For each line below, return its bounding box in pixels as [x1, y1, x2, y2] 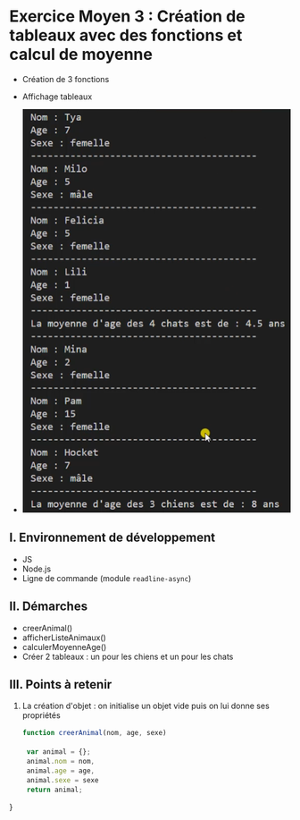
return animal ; [26, 785, 83, 794]
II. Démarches [9, 599, 87, 614]
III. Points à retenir [9, 677, 112, 692]
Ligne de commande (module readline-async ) [21, 572, 192, 583]
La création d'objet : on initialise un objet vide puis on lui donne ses [21, 700, 270, 712]
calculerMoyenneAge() [21, 641, 107, 652]
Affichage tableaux [21, 91, 93, 102]
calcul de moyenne [9, 45, 154, 64]
